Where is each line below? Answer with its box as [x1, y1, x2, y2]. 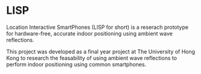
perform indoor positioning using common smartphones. [6, 61, 146, 68]
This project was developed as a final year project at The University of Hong [6, 48, 196, 55]
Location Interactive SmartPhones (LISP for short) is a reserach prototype [6, 23, 188, 31]
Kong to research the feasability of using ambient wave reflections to [6, 54, 178, 61]
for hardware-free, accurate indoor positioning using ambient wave [6, 29, 173, 37]
